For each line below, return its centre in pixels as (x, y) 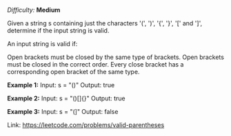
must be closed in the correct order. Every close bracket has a (96, 64)
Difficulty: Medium (34, 10)
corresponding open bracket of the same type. (73, 72)
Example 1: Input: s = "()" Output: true (61, 85)
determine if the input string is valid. (58, 31)
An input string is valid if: (42, 44)
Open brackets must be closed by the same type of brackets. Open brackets (115, 57)
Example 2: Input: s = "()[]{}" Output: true (66, 98)
